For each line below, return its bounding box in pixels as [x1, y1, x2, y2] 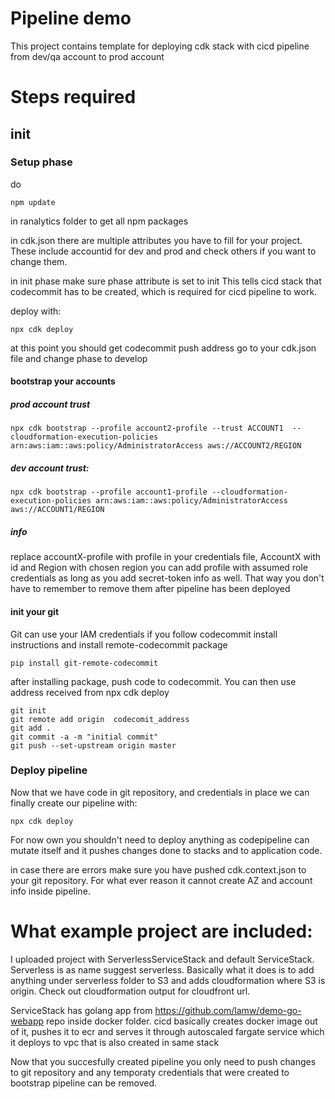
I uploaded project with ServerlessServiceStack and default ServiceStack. [10, 953, 315, 965]
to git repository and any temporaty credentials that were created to [10, 1066, 290, 1078]
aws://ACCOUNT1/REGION [10, 505, 105, 515]
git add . [10, 723, 52, 733]
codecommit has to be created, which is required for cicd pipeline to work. [10, 285, 318, 297]
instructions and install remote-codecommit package [10, 638, 228, 651]
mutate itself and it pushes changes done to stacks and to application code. [10, 844, 323, 856]
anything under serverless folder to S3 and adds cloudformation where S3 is [10, 974, 326, 986]
